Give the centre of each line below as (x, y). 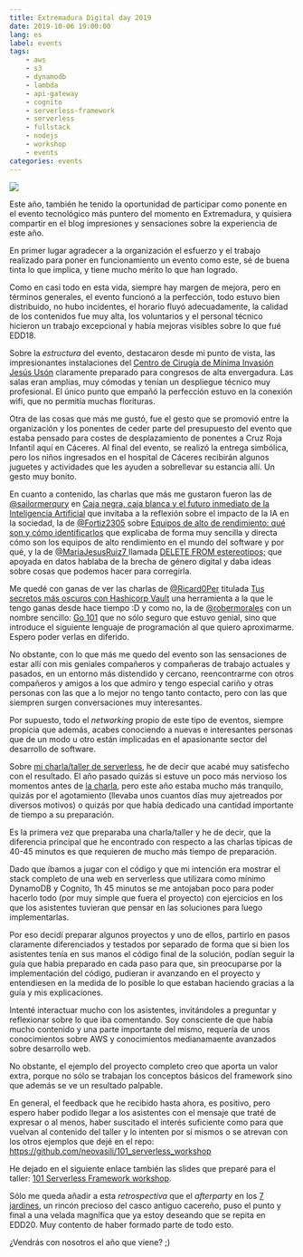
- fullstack (48, 128)
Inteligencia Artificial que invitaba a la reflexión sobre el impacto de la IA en (149, 513)
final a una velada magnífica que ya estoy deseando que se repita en (137, 1214)
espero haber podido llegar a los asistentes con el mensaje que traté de (143, 1112)
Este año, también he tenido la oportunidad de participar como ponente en (148, 204)
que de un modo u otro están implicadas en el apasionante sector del (138, 739)
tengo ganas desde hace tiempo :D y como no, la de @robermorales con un (151, 607)
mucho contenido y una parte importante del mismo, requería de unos (140, 1029)
